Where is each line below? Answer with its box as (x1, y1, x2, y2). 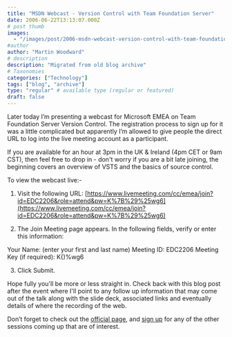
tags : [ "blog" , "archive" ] (7, 81, 85, 88)
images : (7, 29, 30, 37)
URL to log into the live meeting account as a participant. (7, 135, 168, 142)
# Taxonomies (7, 68, 45, 75)
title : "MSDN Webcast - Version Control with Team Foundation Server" (7, 10, 215, 17)
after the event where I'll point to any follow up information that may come (7, 287, 217, 295)
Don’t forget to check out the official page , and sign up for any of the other (7, 315, 220, 323)
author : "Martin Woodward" (7, 49, 85, 56)
